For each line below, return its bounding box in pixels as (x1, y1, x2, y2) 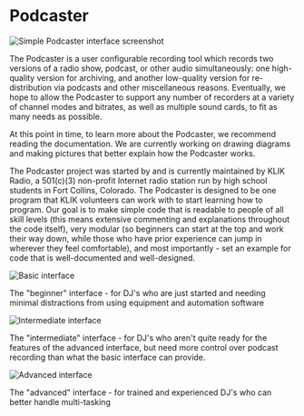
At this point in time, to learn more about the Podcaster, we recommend (9, 128, 277, 139)
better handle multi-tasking (9, 396, 111, 407)
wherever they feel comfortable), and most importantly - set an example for (9, 243, 292, 253)
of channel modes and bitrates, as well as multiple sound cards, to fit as (9, 101, 279, 112)
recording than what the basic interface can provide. (9, 352, 206, 362)
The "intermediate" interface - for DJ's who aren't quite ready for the (9, 332, 268, 343)
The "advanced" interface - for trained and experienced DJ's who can (9, 387, 272, 398)
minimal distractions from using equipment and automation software (9, 297, 265, 308)
